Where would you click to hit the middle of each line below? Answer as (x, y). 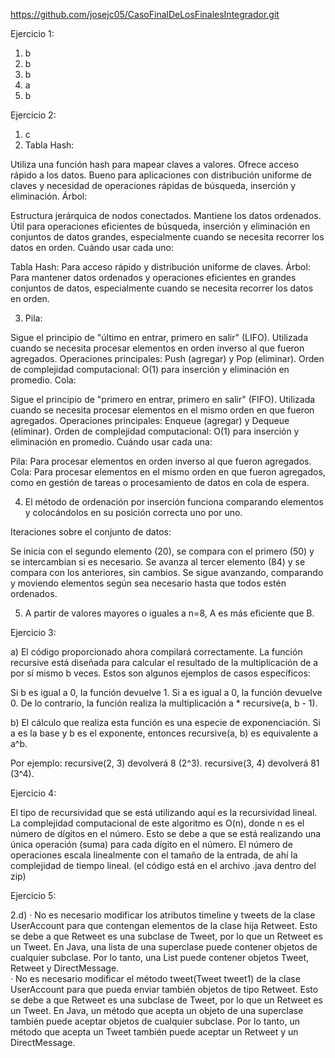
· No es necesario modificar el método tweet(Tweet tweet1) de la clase (155, 978)
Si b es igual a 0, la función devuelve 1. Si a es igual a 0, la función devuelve (166, 692)
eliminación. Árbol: (49, 196)
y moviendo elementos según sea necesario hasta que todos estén (148, 583)
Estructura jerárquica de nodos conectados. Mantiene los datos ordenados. (166, 215)
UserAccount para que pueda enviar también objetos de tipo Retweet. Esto (164, 989)
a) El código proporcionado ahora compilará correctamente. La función (156, 652)
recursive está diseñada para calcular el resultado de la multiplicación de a (164, 662)
